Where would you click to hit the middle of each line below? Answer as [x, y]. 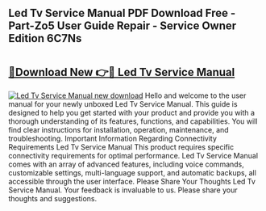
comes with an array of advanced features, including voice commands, [126, 164]
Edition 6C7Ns [45, 38]
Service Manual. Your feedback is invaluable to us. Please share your [123, 190]
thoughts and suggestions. [53, 198]
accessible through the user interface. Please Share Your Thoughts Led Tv [132, 181]
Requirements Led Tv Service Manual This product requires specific [121, 147]
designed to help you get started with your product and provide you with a [132, 113]
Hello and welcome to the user [195, 95]
